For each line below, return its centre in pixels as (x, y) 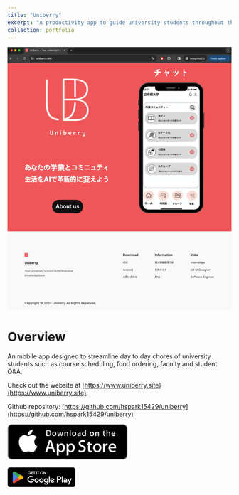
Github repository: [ (36, 407)
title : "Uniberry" (34, 15)
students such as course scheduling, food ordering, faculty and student (112, 364)
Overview (37, 337)
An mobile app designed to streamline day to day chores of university (109, 356)
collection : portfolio (41, 30)
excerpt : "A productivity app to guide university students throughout (116, 22)
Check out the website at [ (46, 385)
